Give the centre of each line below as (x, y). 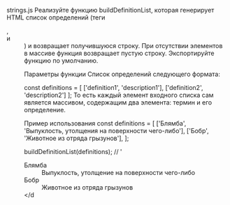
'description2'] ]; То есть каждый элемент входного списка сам (119, 95)
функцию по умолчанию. (61, 61)
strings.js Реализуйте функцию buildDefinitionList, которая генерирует (110, 10)
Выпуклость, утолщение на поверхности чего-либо (118, 173)
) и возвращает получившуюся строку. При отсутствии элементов (123, 46)
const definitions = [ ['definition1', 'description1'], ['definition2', (114, 88)
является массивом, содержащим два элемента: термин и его (118, 102)
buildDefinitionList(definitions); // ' (73, 152)
